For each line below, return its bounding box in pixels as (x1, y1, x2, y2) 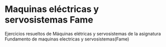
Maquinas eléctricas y (5, 3, 99, 15)
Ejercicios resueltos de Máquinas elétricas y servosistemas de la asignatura (5, 30, 161, 36)
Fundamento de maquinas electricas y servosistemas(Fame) (5, 36, 129, 42)
